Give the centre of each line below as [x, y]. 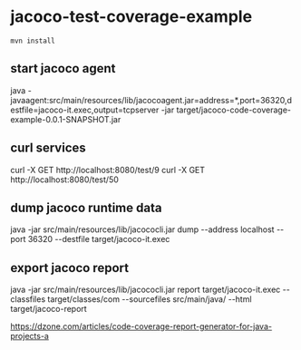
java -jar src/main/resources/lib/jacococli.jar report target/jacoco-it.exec [146, 290]
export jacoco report [70, 268]
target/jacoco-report [49, 309]
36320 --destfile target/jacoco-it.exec [99, 239]
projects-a [29, 336]
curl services [49, 148]
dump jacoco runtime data [86, 207]
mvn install [33, 41]
